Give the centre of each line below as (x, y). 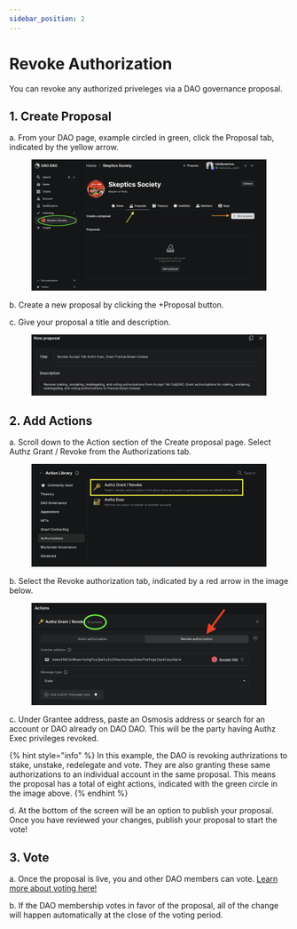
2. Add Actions (51, 421)
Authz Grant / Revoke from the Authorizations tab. (101, 451)
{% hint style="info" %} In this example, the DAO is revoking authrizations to (148, 756)
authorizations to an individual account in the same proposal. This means (143, 774)
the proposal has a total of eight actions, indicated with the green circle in (143, 784)
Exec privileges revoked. (54, 739)
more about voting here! (53, 888)
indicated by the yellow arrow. (64, 148)
